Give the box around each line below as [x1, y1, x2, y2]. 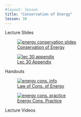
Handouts [5, 69, 25, 74]
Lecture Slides [5, 30, 34, 36]
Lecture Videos [5, 107, 35, 113]
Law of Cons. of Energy [17, 83, 65, 89]
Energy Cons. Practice [17, 98, 62, 104]
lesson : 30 [5, 16, 27, 21]
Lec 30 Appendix [17, 59, 52, 65]
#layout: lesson [5, 7, 38, 12]
